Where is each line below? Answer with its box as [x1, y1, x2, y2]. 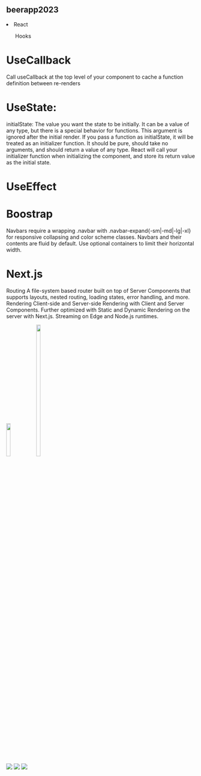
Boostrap [6, 207, 53, 221]
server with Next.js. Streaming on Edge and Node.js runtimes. [6, 312, 159, 320]
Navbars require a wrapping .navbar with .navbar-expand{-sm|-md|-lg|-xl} [6, 227, 191, 234]
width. [6, 246, 22, 253]
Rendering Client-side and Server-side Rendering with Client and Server [6, 299, 185, 307]
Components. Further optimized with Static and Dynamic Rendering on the [6, 306, 190, 313]
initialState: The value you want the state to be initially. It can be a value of [6, 120, 190, 128]
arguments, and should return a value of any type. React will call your [6, 146, 178, 153]
